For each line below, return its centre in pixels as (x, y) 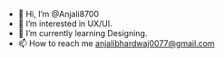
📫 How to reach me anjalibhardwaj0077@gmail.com (116, 43)
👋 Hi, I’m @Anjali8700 (58, 14)
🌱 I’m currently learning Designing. (83, 33)
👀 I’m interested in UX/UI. (65, 24)
